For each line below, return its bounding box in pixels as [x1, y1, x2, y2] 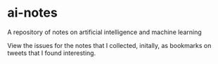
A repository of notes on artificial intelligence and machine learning [7, 28, 202, 36]
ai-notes [7, 5, 58, 21]
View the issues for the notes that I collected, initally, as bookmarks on [7, 41, 212, 49]
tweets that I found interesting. [7, 49, 96, 57]
